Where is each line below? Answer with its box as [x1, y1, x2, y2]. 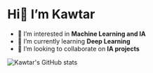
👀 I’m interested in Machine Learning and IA [17, 29, 146, 38]
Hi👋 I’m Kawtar [7, 6, 95, 22]
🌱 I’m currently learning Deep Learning [17, 36, 131, 45]
